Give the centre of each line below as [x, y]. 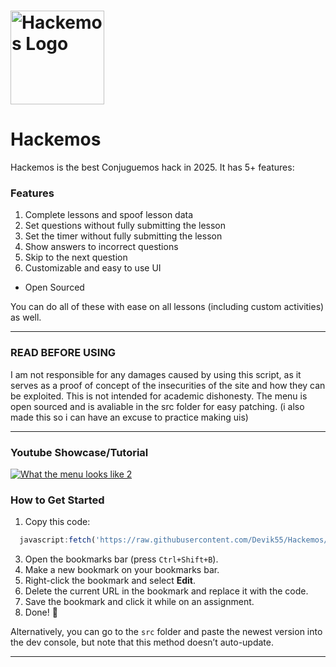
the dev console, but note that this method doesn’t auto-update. [142, 642]
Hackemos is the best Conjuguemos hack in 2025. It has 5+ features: [152, 167]
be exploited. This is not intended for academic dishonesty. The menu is [159, 396]
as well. [26, 317]
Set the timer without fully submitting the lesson [123, 236]
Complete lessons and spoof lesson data [109, 215]
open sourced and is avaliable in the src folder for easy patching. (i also [157, 406]
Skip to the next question [76, 257]
